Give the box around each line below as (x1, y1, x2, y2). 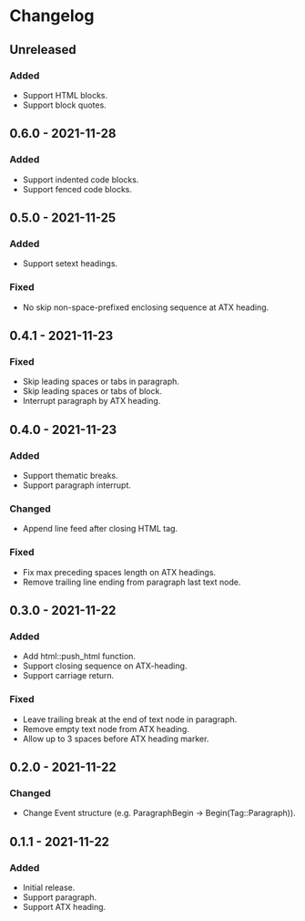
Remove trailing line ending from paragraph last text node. (22, 576, 241, 587)
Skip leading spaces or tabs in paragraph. (22, 376, 180, 388)
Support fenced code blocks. (22, 183, 133, 194)
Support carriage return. (22, 670, 115, 681)
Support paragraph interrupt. (22, 480, 132, 491)
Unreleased (9, 42, 77, 57)
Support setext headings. (22, 258, 118, 269)
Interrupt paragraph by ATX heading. (22, 396, 161, 407)
